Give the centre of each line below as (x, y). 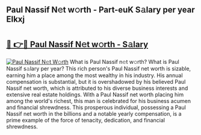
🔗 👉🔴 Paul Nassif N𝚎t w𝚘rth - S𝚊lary (77, 44)
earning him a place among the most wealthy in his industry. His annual (94, 75)
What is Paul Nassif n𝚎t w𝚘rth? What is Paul (125, 62)
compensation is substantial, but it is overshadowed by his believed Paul (96, 82)
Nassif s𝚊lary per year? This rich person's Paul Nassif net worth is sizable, (99, 68)
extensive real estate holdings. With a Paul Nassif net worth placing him (95, 95)
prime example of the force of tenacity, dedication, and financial (86, 120)
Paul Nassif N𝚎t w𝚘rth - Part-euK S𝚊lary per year (100, 10)
